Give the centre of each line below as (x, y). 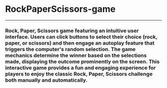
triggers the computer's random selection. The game (70, 49)
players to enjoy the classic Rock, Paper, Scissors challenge (79, 74)
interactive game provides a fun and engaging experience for (81, 68)
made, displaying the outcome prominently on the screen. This (83, 61)
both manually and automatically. (46, 80)
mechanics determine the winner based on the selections (76, 55)
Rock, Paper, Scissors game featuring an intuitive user (72, 31)
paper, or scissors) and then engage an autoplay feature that (80, 43)
